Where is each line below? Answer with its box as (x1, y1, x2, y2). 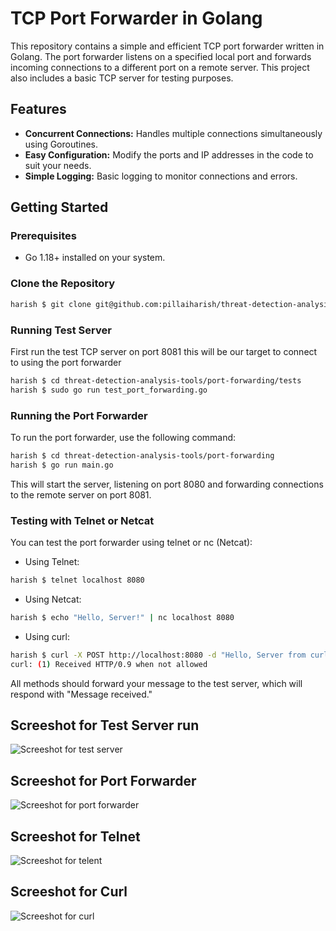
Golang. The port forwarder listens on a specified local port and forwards (10, 50, 312, 62)
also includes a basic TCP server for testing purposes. (10, 72, 234, 84)
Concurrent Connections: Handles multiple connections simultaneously (24, 127, 323, 139)
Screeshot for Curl (10, 883, 128, 901)
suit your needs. (24, 159, 92, 171)
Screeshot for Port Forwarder (10, 772, 197, 789)
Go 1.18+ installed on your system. (24, 252, 166, 264)
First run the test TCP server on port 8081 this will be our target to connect (10, 345, 318, 357)
